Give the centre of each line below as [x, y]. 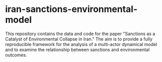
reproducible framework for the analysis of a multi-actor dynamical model [81, 44]
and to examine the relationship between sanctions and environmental [77, 49]
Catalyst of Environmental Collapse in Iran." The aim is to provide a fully [79, 39]
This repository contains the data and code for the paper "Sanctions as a [80, 33]
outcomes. [16, 55]
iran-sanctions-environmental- [71, 9]
